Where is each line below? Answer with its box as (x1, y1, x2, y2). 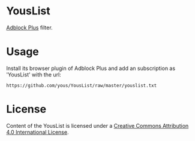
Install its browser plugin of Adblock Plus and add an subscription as (6, 65, 176, 72)
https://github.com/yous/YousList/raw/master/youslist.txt (6, 82, 157, 88)
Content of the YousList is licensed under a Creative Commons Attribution (6, 122, 189, 129)
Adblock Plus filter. (6, 24, 53, 31)
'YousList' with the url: (6, 70, 61, 78)
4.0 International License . (6, 128, 69, 136)
